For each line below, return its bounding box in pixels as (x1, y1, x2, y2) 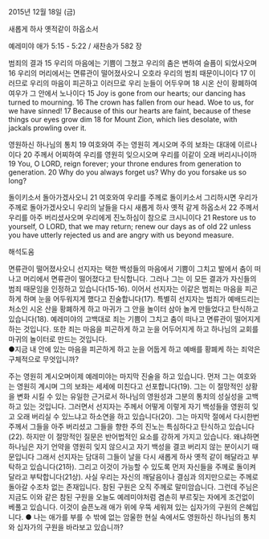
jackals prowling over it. (8, 123, 87, 133)
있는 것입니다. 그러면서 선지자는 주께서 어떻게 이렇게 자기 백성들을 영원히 (22, 401, 251, 411)
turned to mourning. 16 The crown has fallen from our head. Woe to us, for (8, 97, 255, 107)
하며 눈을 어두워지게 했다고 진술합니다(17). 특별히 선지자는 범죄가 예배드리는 (22, 294, 261, 303)
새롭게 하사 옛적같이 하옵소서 (8, 24, 99, 34)
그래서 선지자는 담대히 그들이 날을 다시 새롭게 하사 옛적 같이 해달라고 (35, 452, 251, 461)
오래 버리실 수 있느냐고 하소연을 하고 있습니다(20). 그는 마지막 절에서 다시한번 (16, 412, 259, 421)
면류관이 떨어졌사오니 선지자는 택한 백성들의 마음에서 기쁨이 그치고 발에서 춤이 (8, 264, 253, 274)
